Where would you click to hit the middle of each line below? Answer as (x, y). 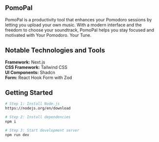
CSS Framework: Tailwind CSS (36, 67)
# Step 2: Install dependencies (38, 117)
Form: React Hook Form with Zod (39, 78)
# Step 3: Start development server (42, 130)
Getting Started (29, 93)
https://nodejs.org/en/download (38, 109)
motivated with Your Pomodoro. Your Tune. (48, 35)
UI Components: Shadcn (30, 72)
